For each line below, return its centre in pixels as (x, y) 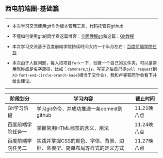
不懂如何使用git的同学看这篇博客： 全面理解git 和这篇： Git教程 (73, 36)
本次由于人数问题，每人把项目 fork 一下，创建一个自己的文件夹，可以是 (82, 63)
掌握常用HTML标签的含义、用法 (73, 128)
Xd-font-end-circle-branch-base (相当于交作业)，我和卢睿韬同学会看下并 (84, 75)
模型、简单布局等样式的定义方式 (88, 148)
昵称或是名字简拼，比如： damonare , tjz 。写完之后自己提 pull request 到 (87, 69)
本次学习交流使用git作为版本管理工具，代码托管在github (68, 26)
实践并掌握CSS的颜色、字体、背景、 (78, 141)
